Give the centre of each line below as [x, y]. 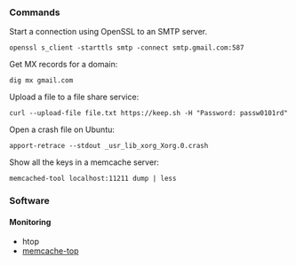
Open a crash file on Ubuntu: [62, 129]
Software [30, 201]
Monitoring [30, 222]
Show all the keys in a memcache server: [84, 162]
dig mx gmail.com [41, 81]
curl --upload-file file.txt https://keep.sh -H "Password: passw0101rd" [149, 113]
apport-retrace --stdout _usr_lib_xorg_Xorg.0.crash [109, 146]
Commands [35, 12]
